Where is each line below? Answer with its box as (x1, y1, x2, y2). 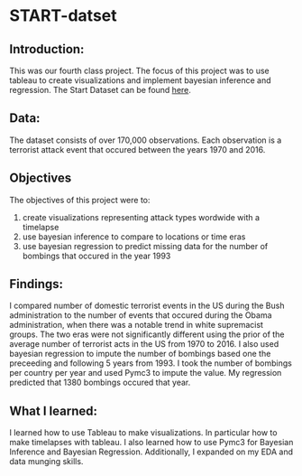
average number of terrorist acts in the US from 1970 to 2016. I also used (9, 339, 279, 350)
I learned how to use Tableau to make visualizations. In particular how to (9, 427, 278, 438)
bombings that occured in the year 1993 (22, 250, 171, 261)
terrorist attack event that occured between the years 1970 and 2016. (9, 144, 266, 154)
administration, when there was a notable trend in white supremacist (9, 320, 264, 331)
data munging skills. (9, 456, 84, 467)
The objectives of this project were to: (9, 194, 151, 205)
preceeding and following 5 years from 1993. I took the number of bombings (9, 358, 293, 369)
